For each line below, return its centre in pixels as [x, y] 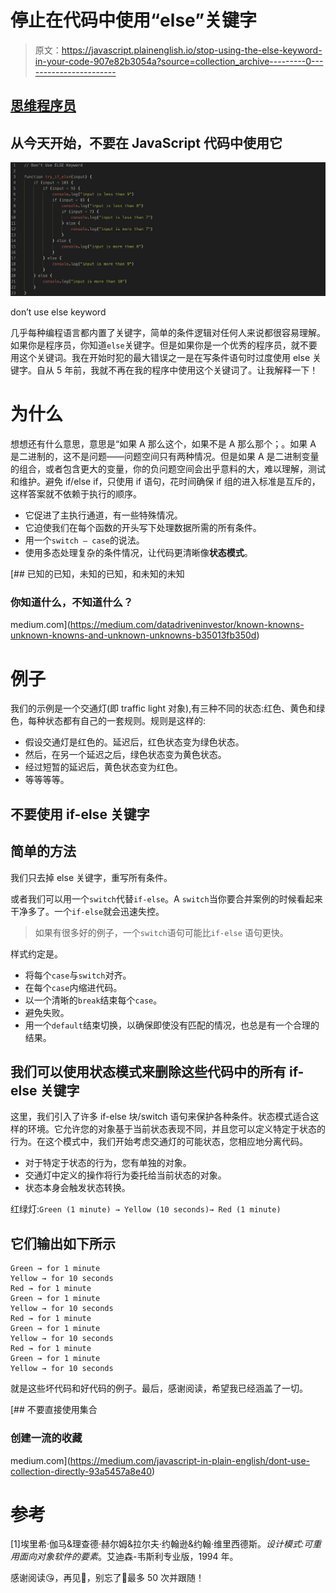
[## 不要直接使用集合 [54, 1410]
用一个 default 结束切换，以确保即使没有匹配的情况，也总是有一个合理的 [172, 1025]
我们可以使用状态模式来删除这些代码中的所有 [148, 1072]
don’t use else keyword [58, 312]
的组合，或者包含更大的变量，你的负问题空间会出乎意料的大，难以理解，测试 [168, 469]
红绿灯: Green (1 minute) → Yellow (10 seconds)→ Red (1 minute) [146, 1209]
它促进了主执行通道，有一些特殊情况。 [103, 515]
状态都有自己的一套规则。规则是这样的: [125, 721]
